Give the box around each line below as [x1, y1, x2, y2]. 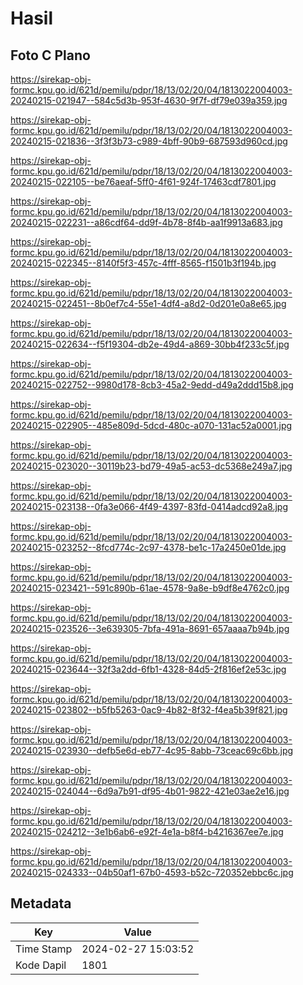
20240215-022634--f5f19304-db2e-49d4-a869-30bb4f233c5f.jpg [10, 338, 290, 350]
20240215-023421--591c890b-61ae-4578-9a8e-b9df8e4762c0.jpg [10, 582, 290, 594]
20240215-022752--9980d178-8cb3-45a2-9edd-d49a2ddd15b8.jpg [10, 379, 294, 391]
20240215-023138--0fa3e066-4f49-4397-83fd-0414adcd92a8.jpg [10, 501, 288, 512]
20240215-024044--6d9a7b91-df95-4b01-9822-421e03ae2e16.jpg [10, 785, 290, 797]
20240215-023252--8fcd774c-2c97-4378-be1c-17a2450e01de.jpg [10, 542, 287, 553]
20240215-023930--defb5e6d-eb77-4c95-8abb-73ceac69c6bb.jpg [10, 745, 294, 756]
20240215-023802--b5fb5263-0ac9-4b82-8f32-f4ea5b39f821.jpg [10, 704, 288, 716]
